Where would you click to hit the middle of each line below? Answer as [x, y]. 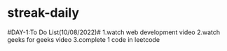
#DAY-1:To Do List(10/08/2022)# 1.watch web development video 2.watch [114, 32]
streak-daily [43, 13]
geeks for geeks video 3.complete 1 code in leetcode [83, 39]
